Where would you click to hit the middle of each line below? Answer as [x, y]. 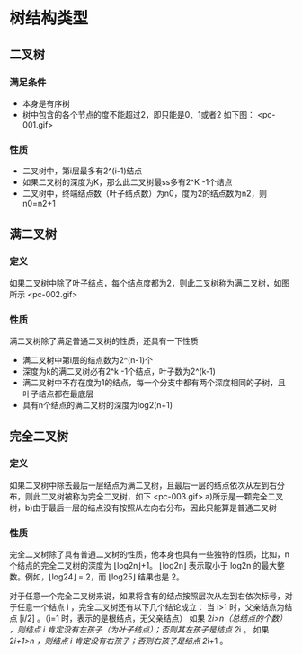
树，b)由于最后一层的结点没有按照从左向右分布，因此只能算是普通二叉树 [143, 508]
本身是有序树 [46, 103]
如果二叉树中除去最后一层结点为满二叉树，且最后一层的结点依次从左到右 [143, 485]
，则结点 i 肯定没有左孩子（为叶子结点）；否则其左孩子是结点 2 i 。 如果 [139, 630]
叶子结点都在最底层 [58, 394]
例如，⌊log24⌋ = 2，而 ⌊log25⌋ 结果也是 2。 [104, 577]
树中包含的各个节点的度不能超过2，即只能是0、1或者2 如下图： [139, 114]
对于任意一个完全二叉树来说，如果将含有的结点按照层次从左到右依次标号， [147, 596]
